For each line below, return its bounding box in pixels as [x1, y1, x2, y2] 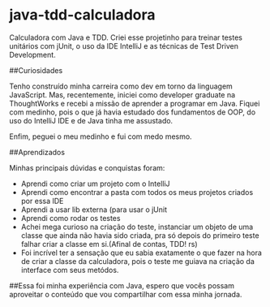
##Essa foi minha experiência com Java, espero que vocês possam [9, 280, 234, 290]
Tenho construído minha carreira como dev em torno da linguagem [9, 81, 234, 91]
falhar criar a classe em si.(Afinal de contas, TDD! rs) [20, 239, 198, 249]
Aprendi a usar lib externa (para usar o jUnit [20, 205, 168, 214]
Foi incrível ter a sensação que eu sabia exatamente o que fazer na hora [20, 248, 263, 257]
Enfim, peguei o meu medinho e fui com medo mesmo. [9, 132, 193, 141]
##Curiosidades [9, 65, 63, 75]
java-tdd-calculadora [9, 6, 156, 24]
